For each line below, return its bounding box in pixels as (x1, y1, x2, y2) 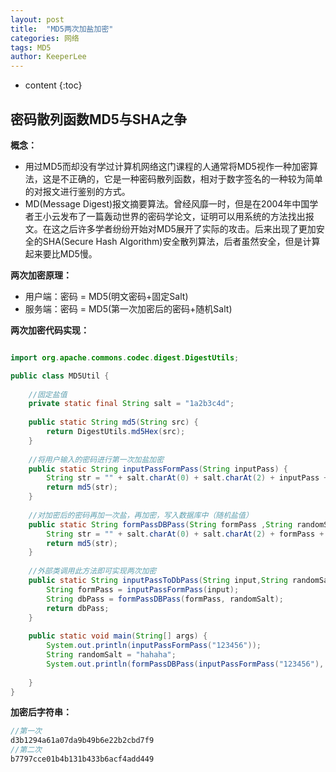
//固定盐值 (28, 389, 68, 400)
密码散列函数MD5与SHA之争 (10, 111, 187, 128)
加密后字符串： (10, 706, 72, 718)
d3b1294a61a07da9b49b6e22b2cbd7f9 (10, 736, 155, 746)
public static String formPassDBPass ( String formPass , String (28, 519, 293, 530)
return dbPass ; (46, 603, 110, 613)
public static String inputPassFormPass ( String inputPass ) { (28, 464, 288, 474)
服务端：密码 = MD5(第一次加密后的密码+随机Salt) (24, 302, 233, 315)
